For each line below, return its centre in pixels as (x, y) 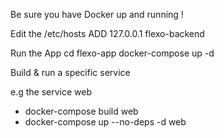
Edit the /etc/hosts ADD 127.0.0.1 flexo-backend (107, 33)
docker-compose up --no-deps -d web (105, 122)
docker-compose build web (81, 111)
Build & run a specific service (70, 72)
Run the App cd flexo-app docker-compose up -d (112, 53)
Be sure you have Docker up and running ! (97, 14)
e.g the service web (51, 92)
